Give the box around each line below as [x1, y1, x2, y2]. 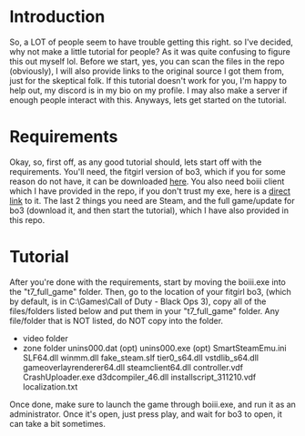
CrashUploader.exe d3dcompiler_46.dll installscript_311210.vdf [22, 371, 257, 382]
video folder [22, 332, 68, 343]
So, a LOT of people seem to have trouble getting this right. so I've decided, [9, 36, 294, 47]
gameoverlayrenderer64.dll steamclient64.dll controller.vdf [22, 361, 244, 372]
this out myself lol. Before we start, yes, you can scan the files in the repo [9, 56, 285, 66]
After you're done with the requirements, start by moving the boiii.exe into [9, 276, 287, 288]
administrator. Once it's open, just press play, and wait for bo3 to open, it [9, 408, 282, 420]
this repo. [9, 214, 46, 225]
